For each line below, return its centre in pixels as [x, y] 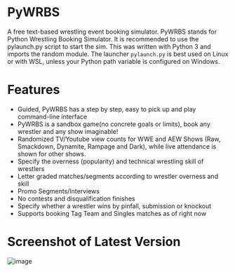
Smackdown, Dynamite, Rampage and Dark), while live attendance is [117, 146]
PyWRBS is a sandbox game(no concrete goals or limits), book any [114, 124]
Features [34, 90]
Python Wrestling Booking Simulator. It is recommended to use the [103, 39]
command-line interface [52, 116]
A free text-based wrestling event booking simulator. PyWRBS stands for [112, 32]
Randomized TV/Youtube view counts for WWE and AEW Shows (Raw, [119, 139]
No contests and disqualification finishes [76, 198]
